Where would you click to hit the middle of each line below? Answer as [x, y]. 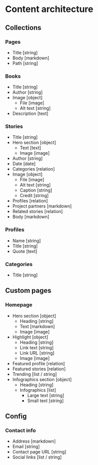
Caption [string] [36, 190]
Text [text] [30, 148]
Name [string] [27, 240]
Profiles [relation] [30, 201]
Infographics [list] [38, 390]
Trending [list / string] [35, 374]
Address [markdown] [34, 441]
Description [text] [30, 114]
